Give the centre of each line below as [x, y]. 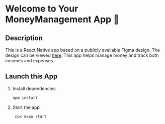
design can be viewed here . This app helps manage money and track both [82, 55]
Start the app [26, 107]
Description [24, 38]
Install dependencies [34, 88]
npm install [25, 98]
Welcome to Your [42, 9]
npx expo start [31, 116]
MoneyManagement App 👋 [62, 19]
